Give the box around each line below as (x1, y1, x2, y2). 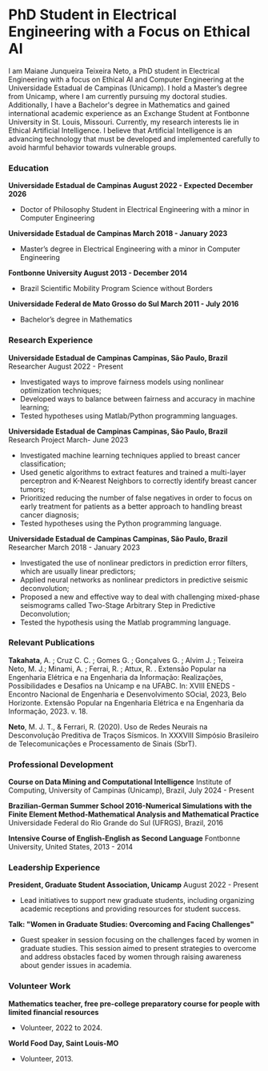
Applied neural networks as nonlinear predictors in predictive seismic (19, 574, 249, 585)
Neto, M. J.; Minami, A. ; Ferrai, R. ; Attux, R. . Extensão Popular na (8, 664, 226, 673)
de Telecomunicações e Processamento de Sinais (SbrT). (8, 738, 198, 749)
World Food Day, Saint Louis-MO (8, 1038, 119, 1048)
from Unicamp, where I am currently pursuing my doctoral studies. (8, 91, 228, 101)
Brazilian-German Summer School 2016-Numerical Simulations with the (8, 801, 252, 811)
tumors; (19, 484, 46, 494)
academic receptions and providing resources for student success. (19, 904, 242, 913)
